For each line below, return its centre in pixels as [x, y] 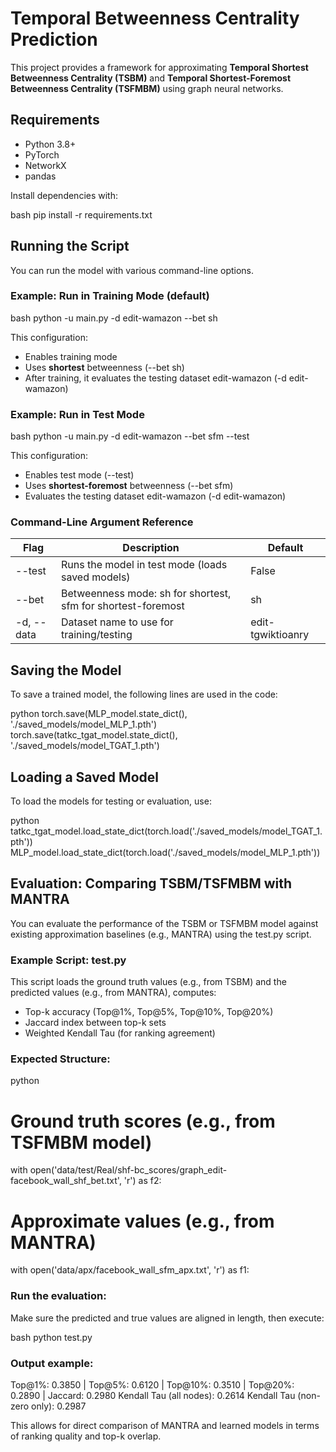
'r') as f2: [142, 1181]
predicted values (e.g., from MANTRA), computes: [113, 993]
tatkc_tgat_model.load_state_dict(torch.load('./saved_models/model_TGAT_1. [166, 831]
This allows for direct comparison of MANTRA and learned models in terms [165, 1425]
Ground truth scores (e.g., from [143, 1121]
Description [151, 548]
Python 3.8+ [50, 144]
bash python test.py [51, 1337]
